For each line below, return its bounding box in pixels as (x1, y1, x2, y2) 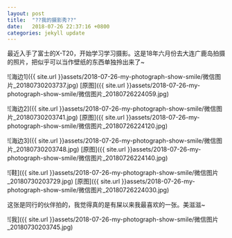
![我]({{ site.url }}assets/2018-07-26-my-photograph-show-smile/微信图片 (7, 215, 219, 223)
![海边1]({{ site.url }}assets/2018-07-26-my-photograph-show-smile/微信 (7, 73, 215, 81)
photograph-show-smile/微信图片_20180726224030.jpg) (7, 186, 170, 194)
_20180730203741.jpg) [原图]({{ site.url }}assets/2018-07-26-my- (12, 113, 200, 122)
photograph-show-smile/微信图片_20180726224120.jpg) (7, 122, 168, 130)
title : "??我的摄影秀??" (7, 17, 77, 24)
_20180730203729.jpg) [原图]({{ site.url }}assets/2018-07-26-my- (7, 177, 195, 185)
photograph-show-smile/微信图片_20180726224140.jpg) (7, 154, 168, 163)
